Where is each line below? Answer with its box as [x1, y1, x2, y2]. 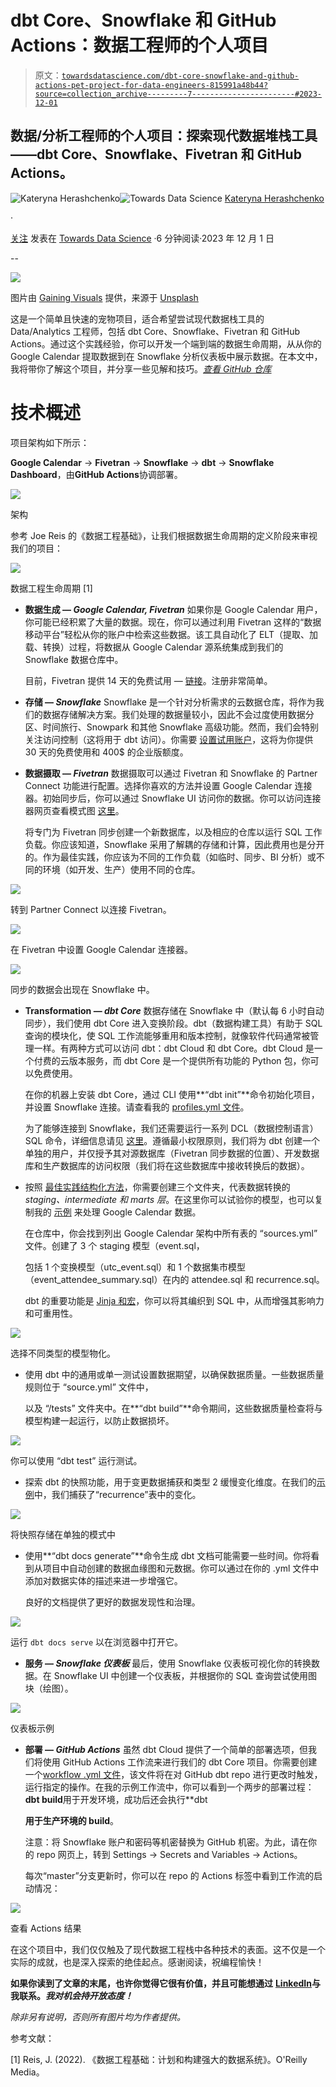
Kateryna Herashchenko [224, 192, 325, 204]
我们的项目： [10, 542, 63, 554]
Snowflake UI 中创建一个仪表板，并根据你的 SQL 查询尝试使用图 [53, 1669, 318, 1681]
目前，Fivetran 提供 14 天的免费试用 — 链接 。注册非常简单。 [24, 674, 273, 686]
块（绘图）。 [24, 1682, 74, 1694]
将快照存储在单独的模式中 [10, 1528, 116, 1540]
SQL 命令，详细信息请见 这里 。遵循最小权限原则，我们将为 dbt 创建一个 [24, 1134, 320, 1146]
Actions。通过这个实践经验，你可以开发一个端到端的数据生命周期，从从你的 [10, 337, 322, 350]
